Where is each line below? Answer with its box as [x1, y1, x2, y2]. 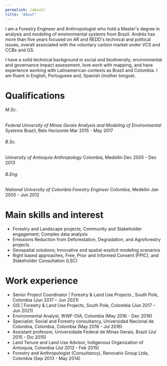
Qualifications [5, 90, 65, 101]
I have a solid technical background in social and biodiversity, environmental [5, 56, 162, 62]
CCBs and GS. [5, 47, 35, 53]
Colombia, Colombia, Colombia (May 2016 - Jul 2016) [12, 324, 122, 330]
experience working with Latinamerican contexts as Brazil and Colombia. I [5, 67, 157, 73]
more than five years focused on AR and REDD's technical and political [5, 36, 151, 42]
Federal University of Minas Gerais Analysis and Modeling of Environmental [5, 122, 161, 128]
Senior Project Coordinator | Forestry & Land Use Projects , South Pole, [12, 292, 159, 298]
